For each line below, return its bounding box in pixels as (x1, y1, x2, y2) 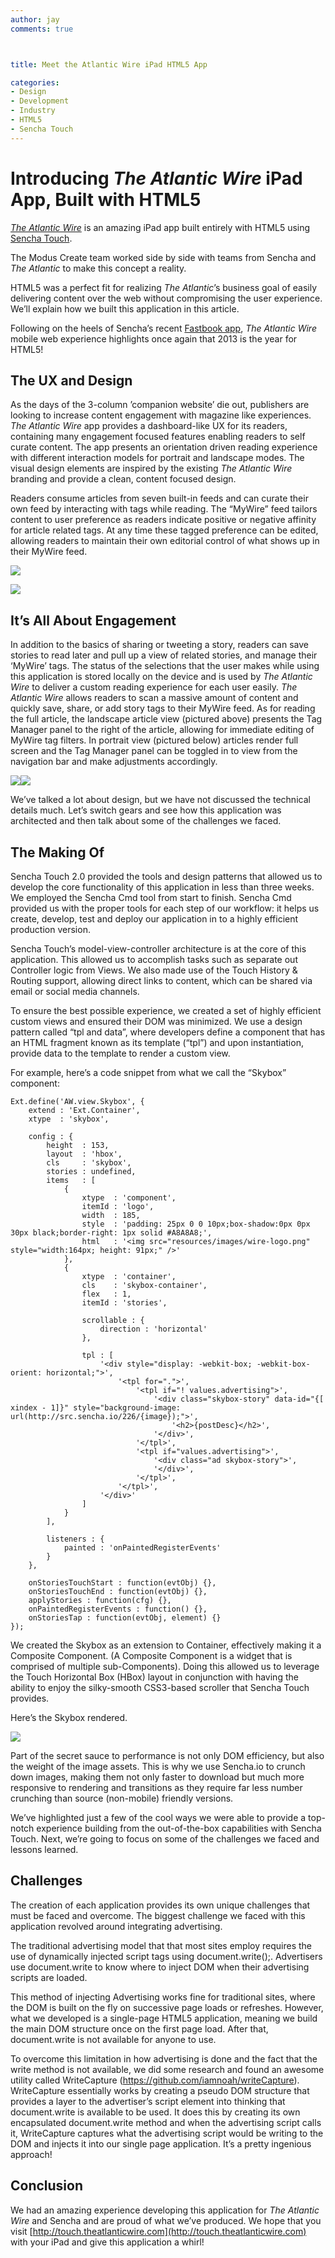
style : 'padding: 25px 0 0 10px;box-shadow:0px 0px (81, 1219, 311, 1229)
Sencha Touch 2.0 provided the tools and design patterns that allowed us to (10, 871, 323, 882)
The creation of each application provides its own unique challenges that (10, 1899, 311, 1911)
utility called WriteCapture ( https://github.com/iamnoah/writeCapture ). (10, 2074, 300, 2086)
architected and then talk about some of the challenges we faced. (10, 815, 282, 827)
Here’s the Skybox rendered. (10, 1712, 128, 1723)
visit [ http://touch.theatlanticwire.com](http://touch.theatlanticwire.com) (10, 2225, 307, 2237)
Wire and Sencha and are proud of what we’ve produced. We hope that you (10, 2214, 322, 2226)
